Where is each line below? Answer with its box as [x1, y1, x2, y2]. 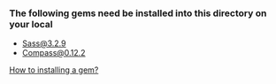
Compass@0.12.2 [21, 48, 86, 58]
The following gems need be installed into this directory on [9, 7, 267, 19]
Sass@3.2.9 [21, 38, 66, 49]
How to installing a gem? [9, 65, 99, 75]
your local [9, 18, 53, 30]
